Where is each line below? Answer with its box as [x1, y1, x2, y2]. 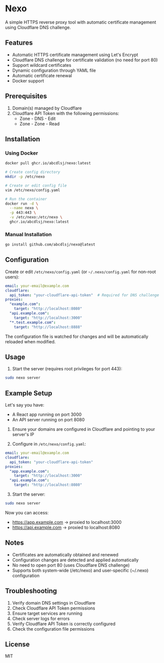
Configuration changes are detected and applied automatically [12, 557, 139, 563]
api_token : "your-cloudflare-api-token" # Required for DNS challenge [9, 293, 160, 298]
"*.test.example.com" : [9, 320, 56, 325]
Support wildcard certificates [12, 62, 72, 68]
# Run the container [5, 196, 48, 201]
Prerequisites [5, 92, 47, 101]
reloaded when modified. [5, 338, 56, 344]
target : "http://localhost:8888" [14, 325, 82, 330]
